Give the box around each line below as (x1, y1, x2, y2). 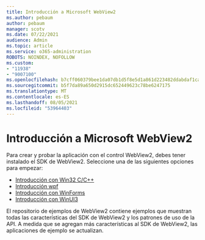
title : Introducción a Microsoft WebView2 (6, 9, 116, 15)
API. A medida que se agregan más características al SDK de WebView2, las (6, 221, 198, 228)
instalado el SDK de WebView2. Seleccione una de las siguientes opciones (6, 158, 194, 165)
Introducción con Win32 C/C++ (15, 176, 95, 183)
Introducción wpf (15, 183, 59, 190)
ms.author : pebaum (6, 15, 53, 21)
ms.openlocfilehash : (6, 77, 59, 83)
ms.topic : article (6, 43, 53, 49)
